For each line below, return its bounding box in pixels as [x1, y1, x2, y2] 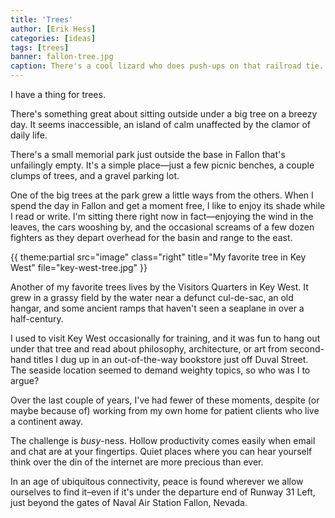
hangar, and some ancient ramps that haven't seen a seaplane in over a [10, 302, 305, 314]
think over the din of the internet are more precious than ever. [10, 456, 264, 468]
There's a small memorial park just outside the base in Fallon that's [10, 149, 286, 160]
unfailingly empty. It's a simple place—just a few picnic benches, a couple [10, 159, 315, 171]
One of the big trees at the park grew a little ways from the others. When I [10, 189, 314, 201]
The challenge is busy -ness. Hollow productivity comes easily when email [10, 435, 316, 446]
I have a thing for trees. [10, 89, 106, 100]
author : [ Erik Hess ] [10, 24, 97, 34]
